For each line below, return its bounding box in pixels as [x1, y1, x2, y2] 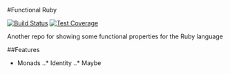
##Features [7, 46, 40, 53]
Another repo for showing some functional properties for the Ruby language [7, 32, 223, 40]
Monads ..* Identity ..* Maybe [17, 59, 102, 67]
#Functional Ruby [7, 6, 57, 14]
